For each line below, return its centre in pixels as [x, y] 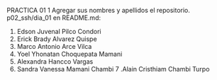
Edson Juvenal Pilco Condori [59, 32]
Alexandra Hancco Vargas [55, 62]
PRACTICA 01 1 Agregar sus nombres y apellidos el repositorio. [99, 10]
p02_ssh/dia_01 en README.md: [54, 18]
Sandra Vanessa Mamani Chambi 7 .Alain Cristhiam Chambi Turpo [113, 69]
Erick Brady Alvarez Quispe [57, 39]
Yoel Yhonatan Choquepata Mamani [69, 54]
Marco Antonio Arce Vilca [54, 46]
